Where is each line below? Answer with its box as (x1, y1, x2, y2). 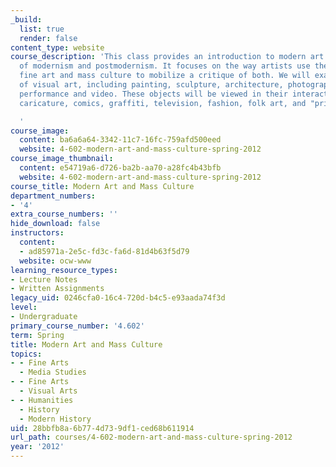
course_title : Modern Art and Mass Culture (10, 181, 195, 191)
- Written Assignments (10, 284, 105, 294)
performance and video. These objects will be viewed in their (19, 89, 288, 99)
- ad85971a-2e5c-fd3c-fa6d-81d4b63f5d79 (19, 246, 190, 256)
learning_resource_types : (10, 265, 118, 275)
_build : (10, 14, 43, 25)
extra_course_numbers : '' (10, 209, 118, 220)
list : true (19, 24, 65, 34)
